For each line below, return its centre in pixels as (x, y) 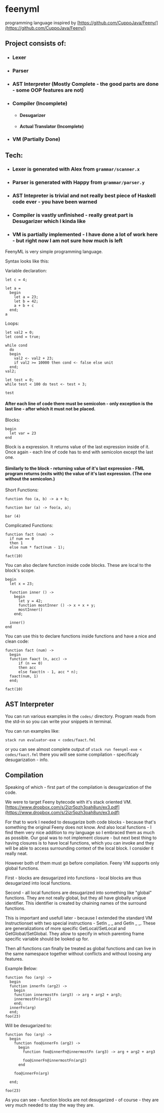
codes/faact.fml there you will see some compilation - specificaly (72, 754)
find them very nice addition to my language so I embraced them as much (80, 832)
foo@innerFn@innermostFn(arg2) (55, 1060)
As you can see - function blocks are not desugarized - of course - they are (82, 1100)
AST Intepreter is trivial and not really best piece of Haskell (84, 196)
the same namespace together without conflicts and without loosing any (78, 954)
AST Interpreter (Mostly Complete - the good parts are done (85, 84)
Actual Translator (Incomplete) (52, 126)
